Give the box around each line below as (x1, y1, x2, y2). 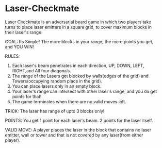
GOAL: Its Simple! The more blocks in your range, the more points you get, (5, 38, 154, 44)
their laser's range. (5, 29, 43, 35)
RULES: (5, 53, 20, 59)
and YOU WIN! (5, 44, 34, 49)
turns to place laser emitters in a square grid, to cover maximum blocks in (5, 24, 152, 30)
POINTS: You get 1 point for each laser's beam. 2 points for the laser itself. (5, 117, 153, 123)
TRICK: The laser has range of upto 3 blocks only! (5, 108, 105, 114)
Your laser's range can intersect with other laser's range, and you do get (12, 88, 157, 94)
